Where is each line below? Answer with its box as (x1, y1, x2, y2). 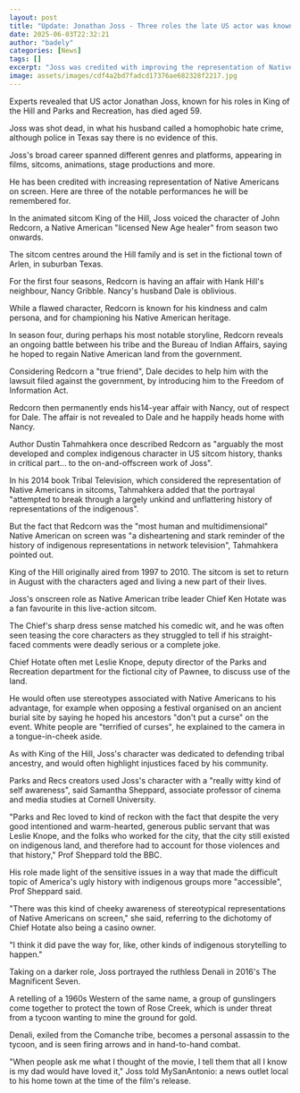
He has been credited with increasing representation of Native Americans (9, 176, 279, 187)
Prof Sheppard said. (9, 885, 83, 896)
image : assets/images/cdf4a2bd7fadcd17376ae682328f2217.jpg (9, 72, 238, 80)
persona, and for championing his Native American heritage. (9, 312, 231, 323)
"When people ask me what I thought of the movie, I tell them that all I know (9, 1056, 287, 1067)
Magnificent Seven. (9, 976, 81, 987)
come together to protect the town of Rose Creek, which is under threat (9, 1003, 272, 1013)
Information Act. (9, 385, 69, 395)
